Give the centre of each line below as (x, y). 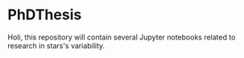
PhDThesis (45, 15)
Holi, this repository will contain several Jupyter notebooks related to (122, 37)
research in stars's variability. (56, 45)
